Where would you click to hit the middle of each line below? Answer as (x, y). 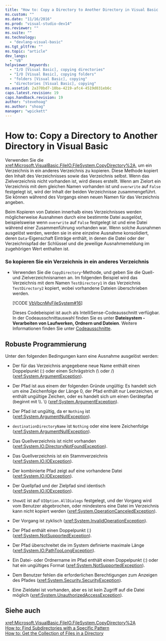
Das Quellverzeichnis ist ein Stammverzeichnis (60, 456)
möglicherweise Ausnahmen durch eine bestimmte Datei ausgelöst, (74, 217)
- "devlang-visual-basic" (36, 42)
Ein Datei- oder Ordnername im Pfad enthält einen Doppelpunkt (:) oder (85, 560)
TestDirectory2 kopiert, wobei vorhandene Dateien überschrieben (80, 288)
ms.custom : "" (20, 14)
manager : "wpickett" (27, 111)
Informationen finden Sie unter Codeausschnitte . (62, 328)
